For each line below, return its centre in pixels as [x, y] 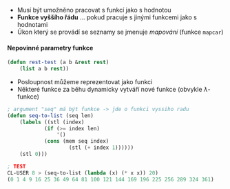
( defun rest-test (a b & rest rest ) [58, 62]
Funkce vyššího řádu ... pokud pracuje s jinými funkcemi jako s [107, 17]
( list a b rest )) [44, 69]
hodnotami [32, 24]
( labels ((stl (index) [52, 122]
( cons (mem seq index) [76, 141]
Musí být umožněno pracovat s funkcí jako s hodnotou [94, 10]
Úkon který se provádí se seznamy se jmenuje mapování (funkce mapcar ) [120, 32]
